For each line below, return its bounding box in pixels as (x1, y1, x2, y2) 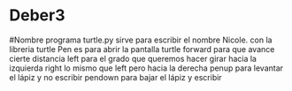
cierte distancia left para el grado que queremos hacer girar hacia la (9, 53, 257, 64)
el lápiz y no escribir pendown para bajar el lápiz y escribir (9, 72, 223, 82)
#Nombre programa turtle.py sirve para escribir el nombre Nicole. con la (9, 34, 273, 45)
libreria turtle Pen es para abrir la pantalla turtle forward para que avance (9, 43, 275, 54)
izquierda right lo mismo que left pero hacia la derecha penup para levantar (9, 63, 284, 73)
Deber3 (9, 5, 65, 26)
